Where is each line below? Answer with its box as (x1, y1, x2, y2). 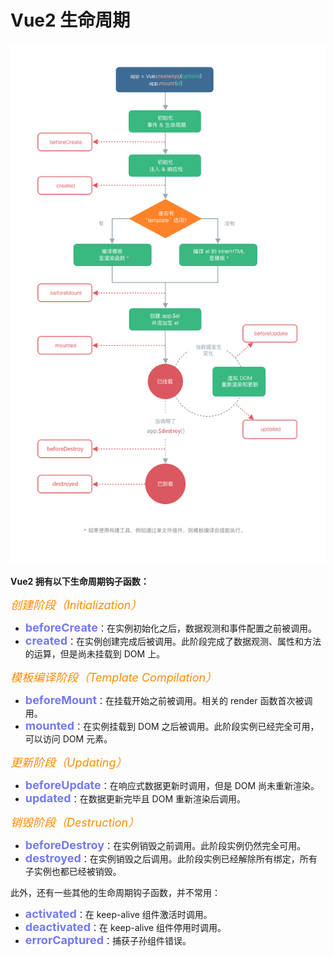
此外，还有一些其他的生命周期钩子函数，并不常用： (10, 886, 221, 898)
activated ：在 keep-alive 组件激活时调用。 (24, 906, 213, 921)
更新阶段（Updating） (10, 755, 128, 770)
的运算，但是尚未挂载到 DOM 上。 (24, 647, 166, 660)
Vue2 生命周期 (10, 9, 131, 32)
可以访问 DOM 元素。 (24, 732, 113, 745)
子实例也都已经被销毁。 (24, 865, 122, 877)
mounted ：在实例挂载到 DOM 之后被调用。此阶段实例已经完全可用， (24, 718, 320, 733)
